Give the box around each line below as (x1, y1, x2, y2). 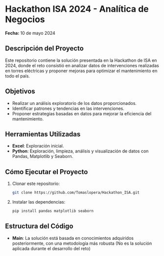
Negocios (5, 14, 45, 25)
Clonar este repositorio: (12, 180, 60, 187)
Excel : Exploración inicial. (12, 143, 64, 149)
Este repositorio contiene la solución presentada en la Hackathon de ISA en (5, 57, 157, 63)
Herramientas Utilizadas (5, 130, 81, 138)
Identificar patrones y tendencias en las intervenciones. (12, 105, 125, 111)
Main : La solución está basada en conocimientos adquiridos (12, 235, 134, 241)
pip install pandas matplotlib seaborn (12, 208, 94, 214)
